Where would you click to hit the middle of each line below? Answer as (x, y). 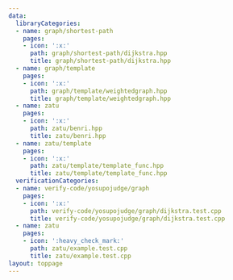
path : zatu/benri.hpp (66, 128)
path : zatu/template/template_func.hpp (96, 166)
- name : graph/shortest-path (64, 31)
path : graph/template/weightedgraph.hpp (98, 91)
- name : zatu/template (54, 143)
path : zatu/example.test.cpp (79, 249)
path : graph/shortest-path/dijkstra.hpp (98, 53)
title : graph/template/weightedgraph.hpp (100, 98)
